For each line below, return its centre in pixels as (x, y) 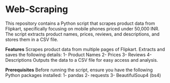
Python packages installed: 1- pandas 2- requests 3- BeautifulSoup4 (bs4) (83, 75)
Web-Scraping (37, 9)
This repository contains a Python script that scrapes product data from (80, 23)
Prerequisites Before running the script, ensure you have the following (79, 70)
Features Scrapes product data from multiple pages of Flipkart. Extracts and (85, 49)
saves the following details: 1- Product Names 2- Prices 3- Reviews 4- (79, 55)
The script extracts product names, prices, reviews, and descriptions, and (82, 34)
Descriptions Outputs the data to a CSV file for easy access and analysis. (82, 60)
